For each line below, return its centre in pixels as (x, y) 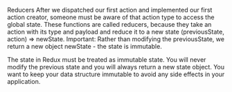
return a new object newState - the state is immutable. (85, 46)
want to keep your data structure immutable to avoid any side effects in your (116, 74)
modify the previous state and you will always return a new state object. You (116, 67)
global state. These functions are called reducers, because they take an (109, 24)
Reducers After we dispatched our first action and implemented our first (110, 10)
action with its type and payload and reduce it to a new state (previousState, (116, 32)
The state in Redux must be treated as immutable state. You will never (107, 60)
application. (24, 81)
